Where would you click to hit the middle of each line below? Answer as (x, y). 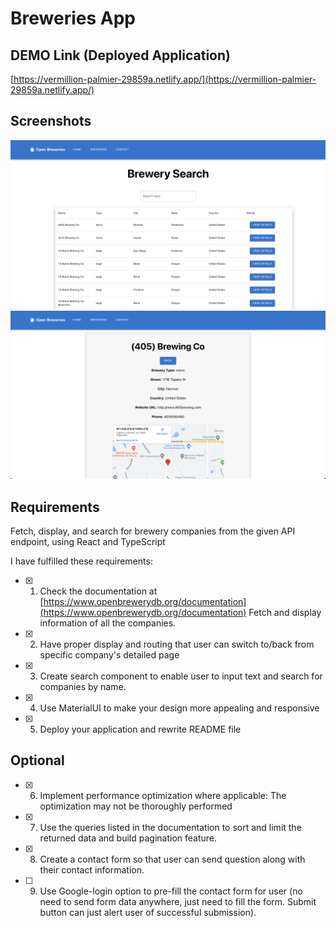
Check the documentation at (98, 591)
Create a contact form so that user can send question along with (172, 859)
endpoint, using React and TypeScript (88, 542)
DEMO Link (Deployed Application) (120, 55)
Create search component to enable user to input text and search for (181, 676)
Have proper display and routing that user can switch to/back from (177, 644)
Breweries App (73, 18)
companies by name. (83, 687)
